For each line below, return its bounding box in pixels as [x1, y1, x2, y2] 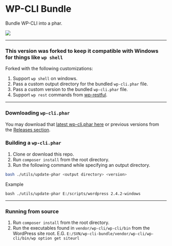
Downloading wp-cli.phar [5, 109, 70, 117]
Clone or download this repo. [12, 151, 74, 157]
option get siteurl [38, 236, 80, 241]
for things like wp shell [5, 53, 63, 61]
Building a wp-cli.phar [5, 139, 61, 146]
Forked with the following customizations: [5, 65, 93, 72]
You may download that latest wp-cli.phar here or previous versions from [5, 121, 160, 127]
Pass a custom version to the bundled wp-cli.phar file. [12, 86, 128, 92]
